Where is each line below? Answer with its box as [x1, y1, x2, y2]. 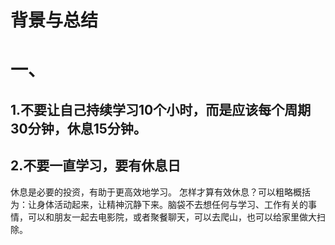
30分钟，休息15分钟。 [10, 120, 147, 137]
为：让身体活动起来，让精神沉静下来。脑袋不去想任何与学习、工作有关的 [10, 198, 308, 210]
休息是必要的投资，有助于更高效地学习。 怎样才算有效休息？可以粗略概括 [10, 186, 311, 198]
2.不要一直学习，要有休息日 [10, 157, 182, 175]
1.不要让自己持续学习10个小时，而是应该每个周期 [10, 101, 312, 118]
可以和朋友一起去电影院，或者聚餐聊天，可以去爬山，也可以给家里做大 [27, 211, 317, 223]
